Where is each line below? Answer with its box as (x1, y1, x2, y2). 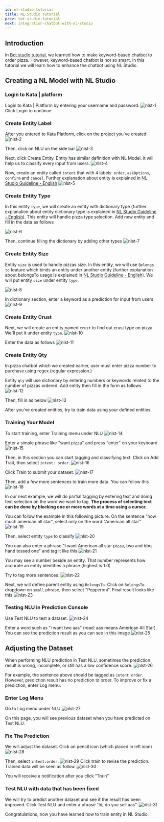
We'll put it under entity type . (5, 330, 64, 336)
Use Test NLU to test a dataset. (5, 615, 68, 621)
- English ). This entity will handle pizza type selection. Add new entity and (5, 214, 154, 220)
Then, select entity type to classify (5, 533, 75, 539)
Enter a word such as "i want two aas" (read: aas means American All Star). (5, 625, 157, 630)
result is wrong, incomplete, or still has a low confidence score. (5, 662, 133, 668)
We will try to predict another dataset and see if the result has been (5, 797, 141, 802)
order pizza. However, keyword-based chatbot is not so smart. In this (5, 57, 144, 63)
